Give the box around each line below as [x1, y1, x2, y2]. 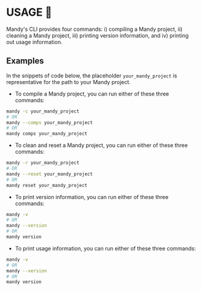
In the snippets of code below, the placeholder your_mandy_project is [6, 72, 177, 79]
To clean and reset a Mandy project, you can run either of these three [14, 142, 188, 149]
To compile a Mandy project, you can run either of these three [14, 90, 169, 97]
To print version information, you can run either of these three [14, 193, 169, 200]
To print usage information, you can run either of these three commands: [14, 244, 196, 252]
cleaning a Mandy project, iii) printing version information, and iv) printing [6, 31, 189, 39]
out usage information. [6, 38, 63, 45]
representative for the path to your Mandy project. [6, 78, 131, 85]
